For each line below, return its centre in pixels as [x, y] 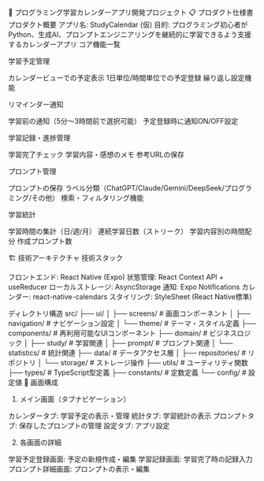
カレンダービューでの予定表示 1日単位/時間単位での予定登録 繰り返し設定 [126, 78]
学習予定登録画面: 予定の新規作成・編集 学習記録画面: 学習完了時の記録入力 [130, 459]
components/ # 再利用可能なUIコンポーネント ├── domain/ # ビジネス [123, 333]
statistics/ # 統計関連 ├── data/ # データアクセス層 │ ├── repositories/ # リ [132, 353]
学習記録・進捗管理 [39, 138]
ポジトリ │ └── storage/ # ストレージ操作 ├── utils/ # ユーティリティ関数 [128, 363]
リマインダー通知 [36, 104]
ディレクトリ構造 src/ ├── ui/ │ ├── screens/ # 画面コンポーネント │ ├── [129, 313]
